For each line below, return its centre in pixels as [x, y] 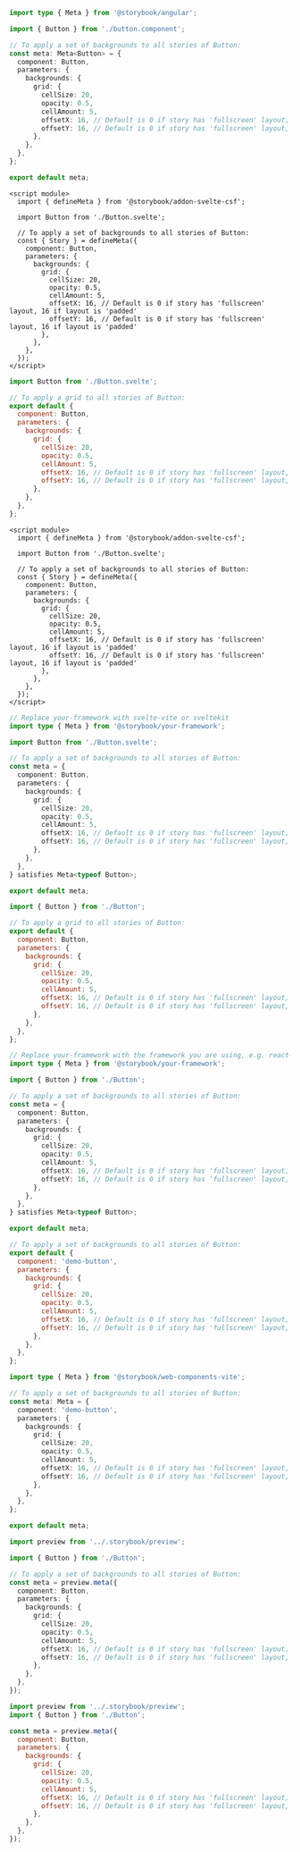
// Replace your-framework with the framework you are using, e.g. [137, 1056]
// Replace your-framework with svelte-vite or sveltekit [119, 718]
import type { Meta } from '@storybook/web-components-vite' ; [127, 1377]
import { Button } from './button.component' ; [97, 29]
